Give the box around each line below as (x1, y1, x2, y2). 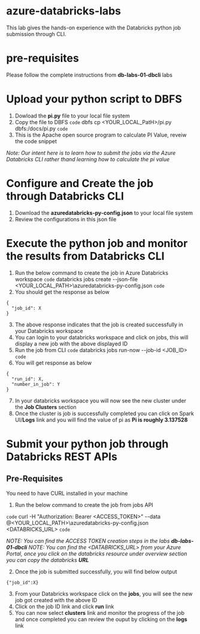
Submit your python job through (6, 437, 169, 450)
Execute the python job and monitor (6, 236, 188, 250)
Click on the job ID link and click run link (14, 603, 114, 610)
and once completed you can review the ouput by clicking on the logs (14, 615, 187, 623)
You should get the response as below (14, 288, 110, 295)
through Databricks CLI (6, 190, 125, 203)
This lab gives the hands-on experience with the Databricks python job (6, 24, 181, 31)
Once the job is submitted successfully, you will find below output (14, 568, 178, 575)
